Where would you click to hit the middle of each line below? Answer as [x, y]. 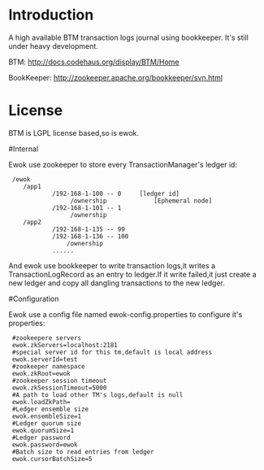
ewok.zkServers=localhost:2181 [65, 345]
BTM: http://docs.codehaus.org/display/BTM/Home [94, 62]
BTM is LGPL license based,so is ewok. [74, 133]
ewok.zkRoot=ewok [41, 373]
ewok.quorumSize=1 [43, 430]
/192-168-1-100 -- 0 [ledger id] [116, 194]
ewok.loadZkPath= [41, 402]
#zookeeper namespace [48, 366]
